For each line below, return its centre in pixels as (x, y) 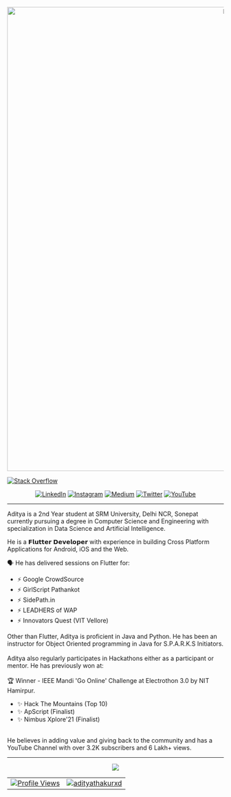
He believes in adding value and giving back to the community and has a (110, 740)
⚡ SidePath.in (36, 600)
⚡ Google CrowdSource (51, 579)
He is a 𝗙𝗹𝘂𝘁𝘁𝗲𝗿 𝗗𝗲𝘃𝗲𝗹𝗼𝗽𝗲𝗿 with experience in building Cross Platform (108, 542)
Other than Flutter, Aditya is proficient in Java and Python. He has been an (112, 636)
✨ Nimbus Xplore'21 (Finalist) (58, 719)
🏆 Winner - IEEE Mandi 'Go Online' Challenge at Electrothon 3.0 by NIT (108, 680)
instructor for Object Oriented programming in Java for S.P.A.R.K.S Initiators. (115, 644)
